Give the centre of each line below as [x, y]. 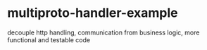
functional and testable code [49, 39]
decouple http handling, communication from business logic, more [103, 32]
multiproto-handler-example [93, 13]
